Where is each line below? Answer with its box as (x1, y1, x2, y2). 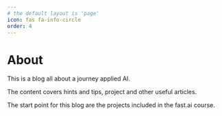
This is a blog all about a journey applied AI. (7, 74, 130, 83)
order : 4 (7, 23, 32, 29)
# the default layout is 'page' (7, 10, 99, 17)
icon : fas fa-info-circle (7, 16, 81, 23)
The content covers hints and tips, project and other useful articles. (7, 88, 197, 96)
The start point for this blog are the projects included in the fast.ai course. (7, 101, 216, 109)
